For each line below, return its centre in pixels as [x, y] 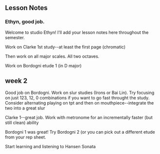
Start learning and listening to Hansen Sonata [50, 146]
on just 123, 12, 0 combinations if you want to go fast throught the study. [77, 98]
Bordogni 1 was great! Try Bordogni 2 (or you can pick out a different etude [80, 132]
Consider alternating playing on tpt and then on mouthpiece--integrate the [80, 103]
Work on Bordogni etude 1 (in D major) [43, 65]
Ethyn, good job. [25, 22]
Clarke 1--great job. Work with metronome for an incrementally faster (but [79, 117]
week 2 [16, 81]
